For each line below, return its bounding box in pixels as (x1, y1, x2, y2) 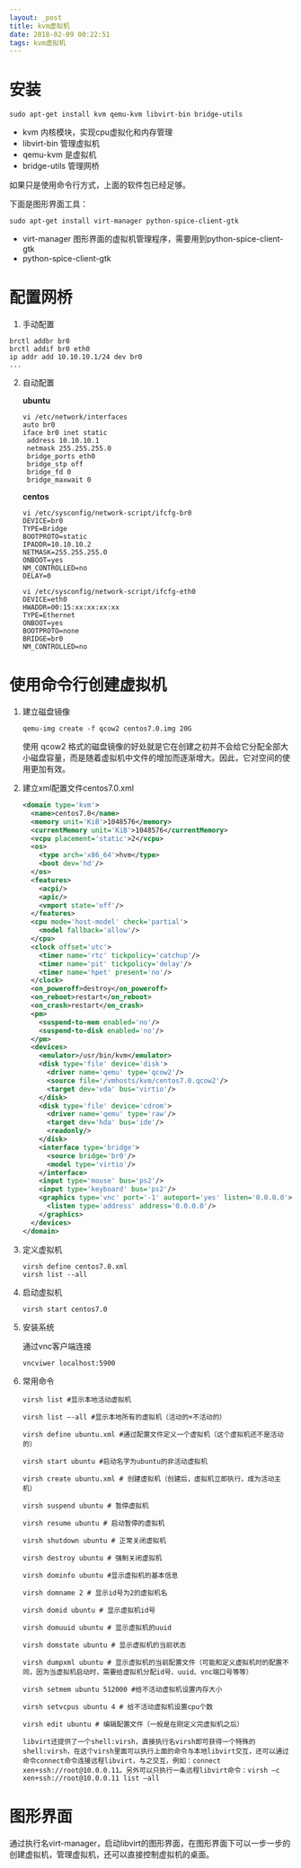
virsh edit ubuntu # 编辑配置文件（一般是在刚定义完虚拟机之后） (22, 1720, 244, 1729)
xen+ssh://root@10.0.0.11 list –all (22, 1774, 160, 1783)
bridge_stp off (26, 460, 84, 469)
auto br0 (22, 421, 56, 429)
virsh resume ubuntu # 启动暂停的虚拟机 (22, 1518, 165, 1527)
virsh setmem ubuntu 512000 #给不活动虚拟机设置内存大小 (22, 1685, 223, 1694)
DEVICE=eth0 (22, 595, 67, 605)
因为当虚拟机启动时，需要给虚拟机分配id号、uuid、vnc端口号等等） (35, 1668, 253, 1677)
